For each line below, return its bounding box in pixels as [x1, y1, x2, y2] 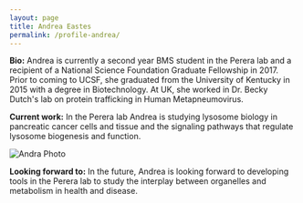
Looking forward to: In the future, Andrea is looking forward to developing [9, 166, 289, 178]
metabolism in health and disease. [9, 186, 139, 197]
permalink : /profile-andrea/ [9, 30, 120, 39]
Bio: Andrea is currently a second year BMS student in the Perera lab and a [9, 56, 292, 66]
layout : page [9, 13, 59, 23]
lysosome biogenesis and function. [9, 131, 141, 142]
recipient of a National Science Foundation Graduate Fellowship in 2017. [9, 65, 279, 76]
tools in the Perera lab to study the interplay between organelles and [9, 176, 266, 187]
